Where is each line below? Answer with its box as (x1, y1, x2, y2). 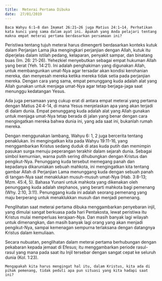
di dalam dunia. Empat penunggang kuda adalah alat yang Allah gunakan (5, 108, 150, 114)
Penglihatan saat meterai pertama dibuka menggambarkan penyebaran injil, (5, 204, 156, 210)
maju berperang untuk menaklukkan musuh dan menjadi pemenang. (5, 194, 141, 200)
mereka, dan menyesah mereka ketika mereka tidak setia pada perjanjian (5, 73, 150, 78)
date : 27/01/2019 (5, 12, 42, 16)
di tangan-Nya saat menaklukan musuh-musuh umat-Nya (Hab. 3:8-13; (5, 174, 147, 180)
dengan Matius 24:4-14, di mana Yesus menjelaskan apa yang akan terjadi (5, 103, 153, 109)
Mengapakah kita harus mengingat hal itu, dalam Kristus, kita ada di (5, 264, 150, 269)
